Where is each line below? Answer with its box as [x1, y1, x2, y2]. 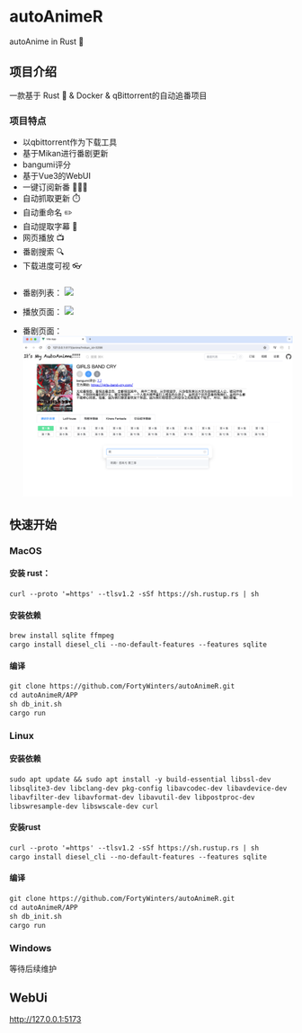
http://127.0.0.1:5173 [9, 1014, 82, 1025]
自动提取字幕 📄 [22, 221, 78, 232]
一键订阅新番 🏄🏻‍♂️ [22, 182, 88, 192]
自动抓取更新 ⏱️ [22, 193, 81, 204]
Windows [9, 941, 52, 954]
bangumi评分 [22, 159, 72, 170]
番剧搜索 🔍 [22, 246, 65, 257]
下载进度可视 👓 [22, 261, 83, 272]
